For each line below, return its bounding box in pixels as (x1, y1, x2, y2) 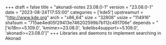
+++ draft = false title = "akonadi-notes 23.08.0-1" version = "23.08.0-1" (5, 4, 153, 10)
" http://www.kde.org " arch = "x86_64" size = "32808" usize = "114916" (5, 15, 151, 20)
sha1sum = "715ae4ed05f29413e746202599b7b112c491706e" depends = (5, 20, 155, 25)
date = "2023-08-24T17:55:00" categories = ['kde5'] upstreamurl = (5, 9, 144, 15)
